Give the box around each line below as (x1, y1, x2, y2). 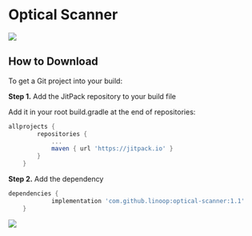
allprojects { (8, 122, 56, 130)
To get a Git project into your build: (8, 76, 122, 86)
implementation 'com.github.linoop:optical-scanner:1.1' (50, 197, 246, 205)
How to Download (8, 54, 98, 69)
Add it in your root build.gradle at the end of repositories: (8, 106, 196, 117)
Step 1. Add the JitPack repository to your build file (8, 91, 176, 101)
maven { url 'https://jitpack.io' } (50, 145, 174, 153)
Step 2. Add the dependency (8, 174, 104, 183)
